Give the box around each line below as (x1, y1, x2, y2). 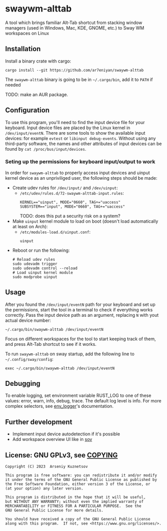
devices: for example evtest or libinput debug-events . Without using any (5, 135, 156, 141)
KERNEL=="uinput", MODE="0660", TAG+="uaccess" (19, 200, 121, 205)
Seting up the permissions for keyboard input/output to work (5, 158, 156, 165)
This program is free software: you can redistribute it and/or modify (5, 473, 157, 478)
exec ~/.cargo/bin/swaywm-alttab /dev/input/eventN (5, 366, 115, 371)
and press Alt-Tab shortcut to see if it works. (5, 341, 97, 347)
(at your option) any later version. (5, 486, 84, 491)
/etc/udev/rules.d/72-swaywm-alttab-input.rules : (19, 190, 124, 196)
